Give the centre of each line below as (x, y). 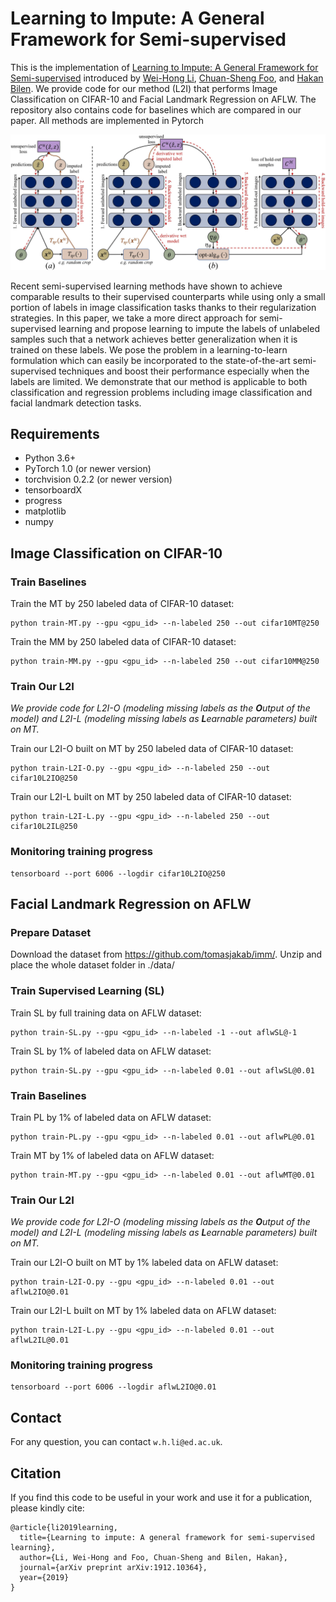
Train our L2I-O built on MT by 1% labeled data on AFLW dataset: (144, 1263)
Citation (36, 1473)
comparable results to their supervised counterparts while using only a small (168, 296)
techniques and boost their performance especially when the (184, 371)
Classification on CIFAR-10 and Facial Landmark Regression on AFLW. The (163, 99)
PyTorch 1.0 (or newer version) (88, 469)
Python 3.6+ (50, 458)
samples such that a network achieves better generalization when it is (154, 339)
